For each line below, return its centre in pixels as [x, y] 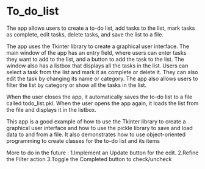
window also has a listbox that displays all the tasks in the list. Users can [97, 66]
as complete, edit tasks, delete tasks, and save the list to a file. [85, 34]
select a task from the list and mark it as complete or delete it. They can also [102, 72]
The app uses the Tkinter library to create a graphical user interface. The [98, 46]
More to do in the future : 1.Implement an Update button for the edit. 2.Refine [103, 153]
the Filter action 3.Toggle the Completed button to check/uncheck [89, 159]
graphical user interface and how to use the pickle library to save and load [100, 128]
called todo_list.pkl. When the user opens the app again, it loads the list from [103, 103]
